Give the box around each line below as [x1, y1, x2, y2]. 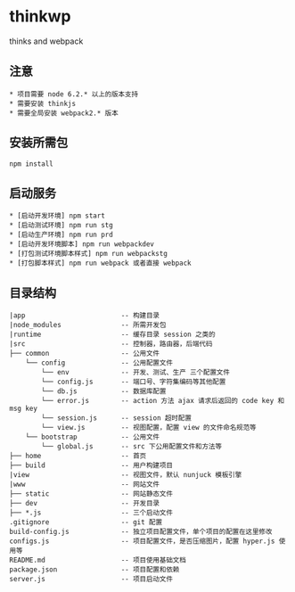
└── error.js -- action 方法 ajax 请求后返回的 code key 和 [41, 397, 285, 406]
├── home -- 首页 [9, 452, 147, 461]
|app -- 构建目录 [9, 311, 160, 320]
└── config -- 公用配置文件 [25, 358, 174, 367]
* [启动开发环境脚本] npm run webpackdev [9, 240, 154, 249]
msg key [9, 404, 38, 414]
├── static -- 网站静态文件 [9, 489, 174, 498]
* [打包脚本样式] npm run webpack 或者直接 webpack [9, 259, 192, 268]
